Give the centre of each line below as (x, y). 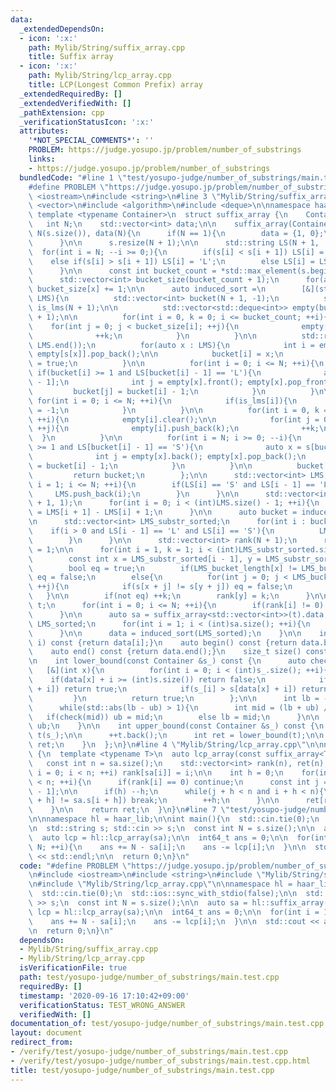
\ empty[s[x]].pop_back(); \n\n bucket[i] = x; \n (156, 354)
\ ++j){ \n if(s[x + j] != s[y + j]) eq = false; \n (160, 587)
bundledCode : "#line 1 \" (73, 177)
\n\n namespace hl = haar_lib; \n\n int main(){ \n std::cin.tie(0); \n (174, 819)
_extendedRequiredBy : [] (71, 94)
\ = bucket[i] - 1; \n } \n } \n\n (140, 466)
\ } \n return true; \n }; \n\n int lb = (174, 698)
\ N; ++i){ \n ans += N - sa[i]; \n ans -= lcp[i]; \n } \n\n (167, 847)
